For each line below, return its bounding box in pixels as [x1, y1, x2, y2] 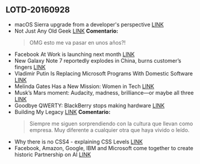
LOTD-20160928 [5, 5, 70, 15]
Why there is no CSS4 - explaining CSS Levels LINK [14, 138, 143, 145]
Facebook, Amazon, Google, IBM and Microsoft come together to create [14, 144, 193, 151]
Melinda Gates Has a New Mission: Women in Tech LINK [14, 83, 155, 90]
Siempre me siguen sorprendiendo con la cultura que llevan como [29, 120, 193, 127]
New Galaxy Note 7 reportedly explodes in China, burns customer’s [14, 57, 181, 64]
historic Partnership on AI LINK [14, 151, 92, 158]
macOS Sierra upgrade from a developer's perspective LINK [14, 20, 164, 28]
